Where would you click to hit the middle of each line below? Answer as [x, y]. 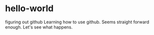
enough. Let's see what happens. [39, 27]
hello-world [30, 9]
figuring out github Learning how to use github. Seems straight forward [77, 22]
